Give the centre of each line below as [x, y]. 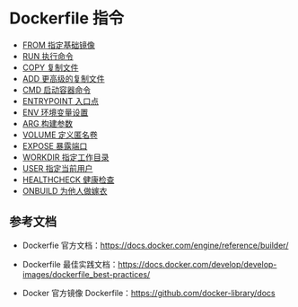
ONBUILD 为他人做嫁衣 [65, 190]
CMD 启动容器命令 [57, 90]
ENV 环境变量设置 [55, 112]
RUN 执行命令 [48, 56]
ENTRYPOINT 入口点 [60, 101]
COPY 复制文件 [50, 67]
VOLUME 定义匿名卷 [60, 135]
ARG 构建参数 [48, 123]
